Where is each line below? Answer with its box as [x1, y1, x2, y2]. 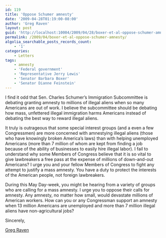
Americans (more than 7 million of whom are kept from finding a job [5, 140, 143, 146]
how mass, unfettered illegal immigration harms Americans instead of [5, 110, 147, 116]
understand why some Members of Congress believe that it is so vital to [5, 151, 152, 157]
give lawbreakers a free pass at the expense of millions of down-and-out [5, 156, 154, 162]
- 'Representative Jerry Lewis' [14, 72, 81, 77]
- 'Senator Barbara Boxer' [14, 76, 70, 81]
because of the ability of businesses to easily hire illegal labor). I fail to [5, 146, 148, 152]
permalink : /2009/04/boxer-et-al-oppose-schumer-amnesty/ [5, 35, 127, 40]
